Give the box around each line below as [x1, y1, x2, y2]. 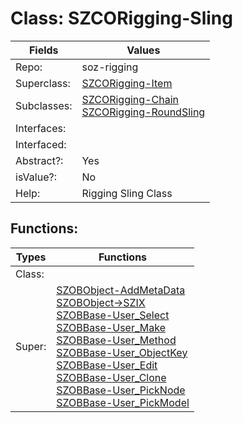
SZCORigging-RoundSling [81, 105, 206, 119]
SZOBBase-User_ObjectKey [56, 345, 188, 359]
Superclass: [15, 76, 71, 90]
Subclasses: [15, 98, 73, 112]
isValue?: [15, 170, 57, 184]
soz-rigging [81, 60, 139, 74]
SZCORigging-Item [81, 76, 173, 90]
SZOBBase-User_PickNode [56, 383, 186, 397]
